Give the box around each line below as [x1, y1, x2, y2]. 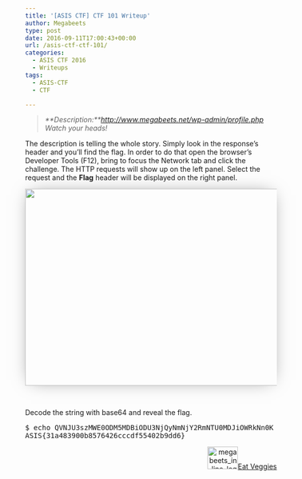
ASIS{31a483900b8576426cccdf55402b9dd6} [25, 431, 186, 441]
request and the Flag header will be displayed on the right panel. [25, 173, 238, 182]
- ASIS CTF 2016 [32, 57, 86, 65]
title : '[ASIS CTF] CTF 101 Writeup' [25, 11, 151, 20]
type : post [25, 26, 62, 34]
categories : [25, 49, 65, 57]
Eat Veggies [237, 461, 277, 472]
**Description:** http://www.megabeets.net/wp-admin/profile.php [44, 115, 264, 125]
